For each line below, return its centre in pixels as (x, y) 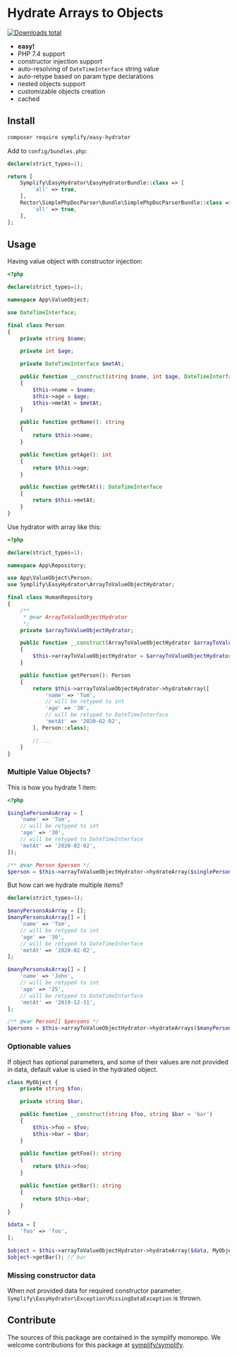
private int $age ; (47, 351)
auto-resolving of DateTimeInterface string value (88, 69)
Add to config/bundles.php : (47, 150)
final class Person (36, 325)
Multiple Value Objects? (49, 772)
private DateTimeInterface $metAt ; (72, 364)
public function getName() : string (72, 422)
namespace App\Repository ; (47, 565)
